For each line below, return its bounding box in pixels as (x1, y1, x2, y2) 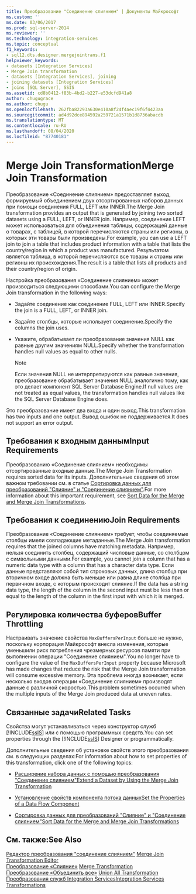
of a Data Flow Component (14, 800, 80, 807)
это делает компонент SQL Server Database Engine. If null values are (14, 383, 183, 390)
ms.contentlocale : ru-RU (6, 123, 67, 129)
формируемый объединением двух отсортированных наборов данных (6, 197, 183, 204)
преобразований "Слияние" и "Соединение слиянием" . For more (6, 486, 167, 493)
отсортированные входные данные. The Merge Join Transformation (6, 467, 172, 474)
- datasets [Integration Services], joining (6, 74, 116, 80)
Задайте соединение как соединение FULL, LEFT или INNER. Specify (14, 300, 185, 307)
